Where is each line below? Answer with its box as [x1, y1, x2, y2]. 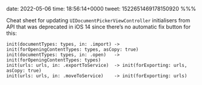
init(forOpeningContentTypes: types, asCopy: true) [6, 46, 139, 52]
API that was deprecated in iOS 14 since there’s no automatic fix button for [6, 24, 191, 30]
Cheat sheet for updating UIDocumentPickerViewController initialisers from [6, 17, 191, 24]
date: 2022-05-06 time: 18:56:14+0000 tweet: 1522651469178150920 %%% [6, 5, 197, 12]
